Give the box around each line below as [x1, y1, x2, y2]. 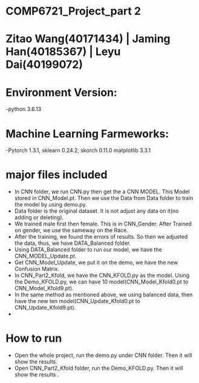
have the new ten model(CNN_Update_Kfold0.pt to [14, 298, 140, 305]
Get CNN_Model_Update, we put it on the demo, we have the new [14, 259, 178, 266]
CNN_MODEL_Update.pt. [14, 253, 77, 260]
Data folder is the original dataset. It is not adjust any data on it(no [14, 207, 179, 215]
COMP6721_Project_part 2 [5, 4, 142, 18]
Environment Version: [5, 85, 117, 99]
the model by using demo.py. [14, 201, 87, 208]
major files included [5, 168, 108, 182]
